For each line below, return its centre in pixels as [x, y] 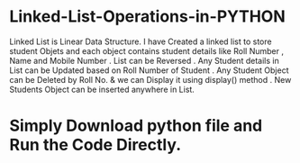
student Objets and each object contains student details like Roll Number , [146, 50]
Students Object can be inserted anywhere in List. [102, 89]
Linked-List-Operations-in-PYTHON [147, 17]
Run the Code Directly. [95, 145]
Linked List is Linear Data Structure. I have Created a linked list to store [141, 41]
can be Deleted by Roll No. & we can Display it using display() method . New [150, 79]
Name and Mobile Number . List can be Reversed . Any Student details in [144, 60]
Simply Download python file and [136, 126]
